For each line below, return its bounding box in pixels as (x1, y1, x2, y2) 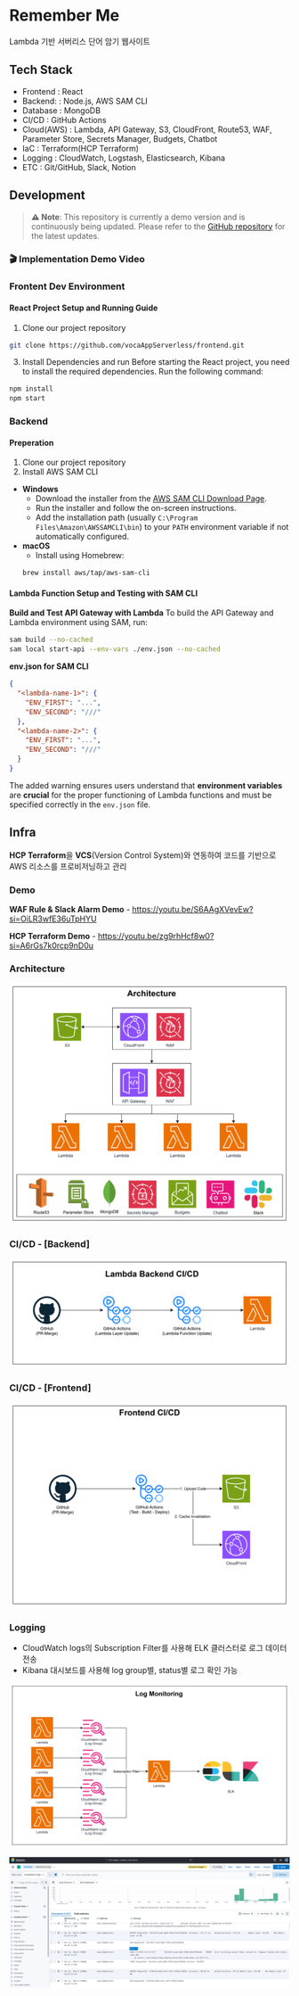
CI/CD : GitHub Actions (21, 114, 107, 125)
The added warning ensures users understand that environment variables (9, 779, 283, 790)
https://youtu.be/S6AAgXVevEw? (132, 904, 254, 915)
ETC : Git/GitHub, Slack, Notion (21, 161, 136, 172)
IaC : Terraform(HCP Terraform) (21, 143, 140, 153)
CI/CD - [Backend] (9, 1237, 91, 1250)
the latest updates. (30, 230, 100, 241)
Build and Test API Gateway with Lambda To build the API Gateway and (9, 607, 274, 618)
